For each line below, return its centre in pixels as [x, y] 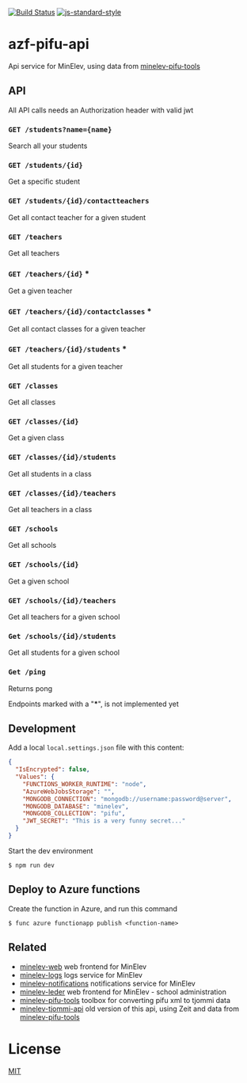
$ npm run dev [32, 865]
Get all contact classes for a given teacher [77, 329]
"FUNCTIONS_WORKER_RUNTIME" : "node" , [85, 784]
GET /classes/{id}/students [62, 458]
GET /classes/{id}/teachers [62, 493]
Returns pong [30, 688]
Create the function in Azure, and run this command [93, 908]
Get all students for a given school [64, 652]
